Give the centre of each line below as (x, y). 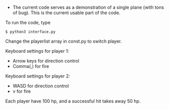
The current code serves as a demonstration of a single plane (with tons (88, 7)
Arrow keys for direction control (46, 61)
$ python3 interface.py (31, 32)
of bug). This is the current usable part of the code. (66, 13)
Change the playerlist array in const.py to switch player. (64, 41)
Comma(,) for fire (31, 66)
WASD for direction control (41, 86)
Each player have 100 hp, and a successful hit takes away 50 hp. (73, 101)
